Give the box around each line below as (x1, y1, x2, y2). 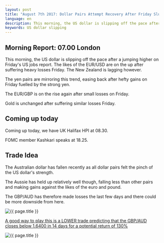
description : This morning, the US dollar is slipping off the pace (5, 21, 147, 26)
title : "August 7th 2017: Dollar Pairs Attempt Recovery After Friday (5, 12, 152, 17)
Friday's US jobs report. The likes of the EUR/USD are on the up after (5, 62, 144, 67)
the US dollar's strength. (5, 169, 54, 175)
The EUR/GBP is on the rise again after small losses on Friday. (5, 91, 129, 97)
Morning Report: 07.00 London (5, 44, 101, 52)
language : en (5, 16, 32, 21)
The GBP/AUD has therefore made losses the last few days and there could (5, 194, 156, 199)
